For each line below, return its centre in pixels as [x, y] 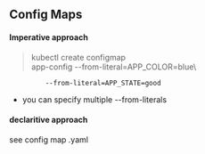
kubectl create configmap [78, 57]
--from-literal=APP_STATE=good [103, 83]
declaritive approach [49, 120]
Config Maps [46, 15]
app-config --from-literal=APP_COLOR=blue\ [114, 67]
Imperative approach [49, 37]
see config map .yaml [49, 139]
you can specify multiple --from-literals [94, 99]
